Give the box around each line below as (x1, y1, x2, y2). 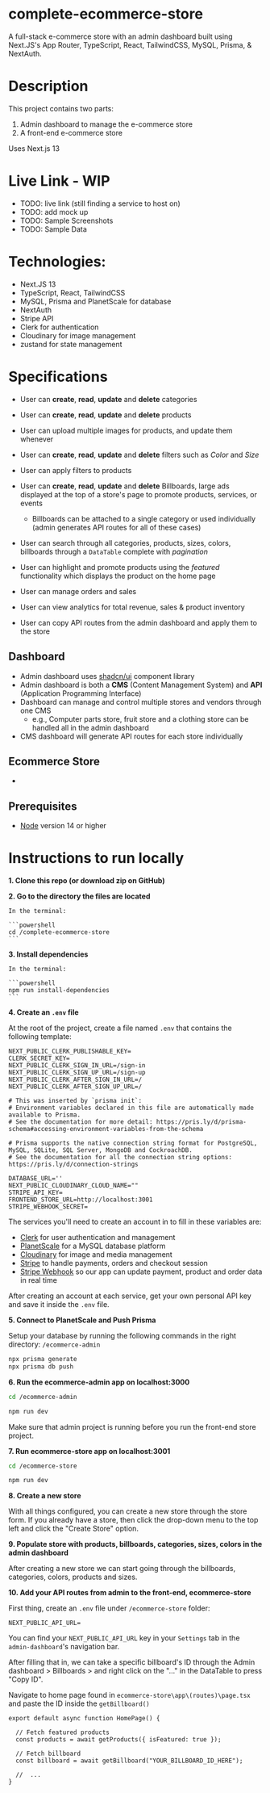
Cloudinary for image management (19, 330, 136, 340)
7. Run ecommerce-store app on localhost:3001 (8, 1446, 171, 1456)
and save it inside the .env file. (8, 1300, 110, 1309)
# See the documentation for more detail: (8, 1118, 153, 1126)
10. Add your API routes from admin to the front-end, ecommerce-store (8, 1588, 251, 1598)
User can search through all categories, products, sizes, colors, (19, 538, 231, 547)
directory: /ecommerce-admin (8, 1339, 101, 1349)
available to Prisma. (8, 1111, 81, 1119)
